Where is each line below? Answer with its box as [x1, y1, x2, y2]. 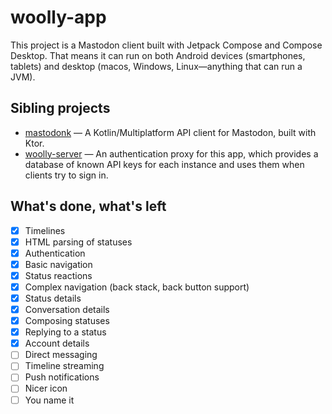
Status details [24, 292, 82, 304]
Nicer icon [24, 382, 68, 395]
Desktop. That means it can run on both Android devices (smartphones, [10, 49, 306, 61]
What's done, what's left [10, 198, 167, 215]
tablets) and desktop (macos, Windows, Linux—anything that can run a [10, 60, 303, 72]
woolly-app [10, 6, 107, 29]
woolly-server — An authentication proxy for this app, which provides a [24, 147, 319, 160]
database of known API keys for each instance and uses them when [24, 158, 305, 170]
